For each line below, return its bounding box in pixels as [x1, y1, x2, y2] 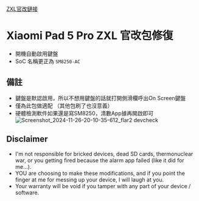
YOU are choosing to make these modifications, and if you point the [15, 169, 186, 177]
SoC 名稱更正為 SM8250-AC [15, 57, 80, 65]
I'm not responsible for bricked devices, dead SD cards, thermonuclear [15, 150, 194, 157]
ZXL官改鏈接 [6, 5, 38, 12]
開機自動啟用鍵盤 [15, 50, 58, 57]
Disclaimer [6, 134, 48, 145]
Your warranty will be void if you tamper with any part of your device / [15, 182, 191, 189]
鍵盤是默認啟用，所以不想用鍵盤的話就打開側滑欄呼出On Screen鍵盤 [15, 94, 186, 101]
